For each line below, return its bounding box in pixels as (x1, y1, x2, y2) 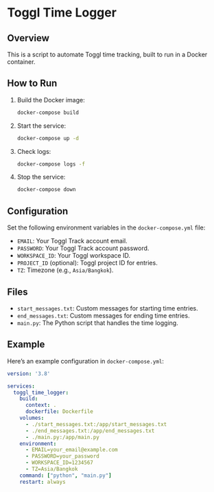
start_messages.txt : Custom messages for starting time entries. (16, 304, 198, 312)
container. (7, 58, 36, 66)
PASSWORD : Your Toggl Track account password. (16, 244, 150, 252)
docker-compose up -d (16, 135, 79, 142)
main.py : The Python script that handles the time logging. (16, 318, 178, 327)
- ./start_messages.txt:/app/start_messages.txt (25, 421, 167, 427)
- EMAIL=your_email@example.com (25, 447, 118, 454)
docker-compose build (16, 109, 79, 116)
